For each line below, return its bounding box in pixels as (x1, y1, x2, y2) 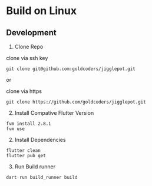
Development (6, 28, 57, 38)
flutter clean (6, 148, 41, 154)
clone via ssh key (6, 55, 48, 61)
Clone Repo (14, 43, 44, 50)
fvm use (6, 126, 25, 132)
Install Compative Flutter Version (14, 109, 94, 116)
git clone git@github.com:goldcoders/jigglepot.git (6, 66, 136, 72)
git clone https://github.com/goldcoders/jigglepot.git (6, 99, 146, 105)
